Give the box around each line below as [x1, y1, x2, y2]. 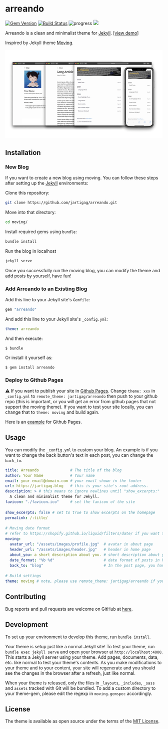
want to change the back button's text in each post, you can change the [5, 452, 153, 458]
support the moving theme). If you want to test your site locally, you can [5, 404, 153, 410]
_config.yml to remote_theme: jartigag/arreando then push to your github [5, 393, 157, 399]
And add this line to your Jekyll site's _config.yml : [5, 316, 108, 322]
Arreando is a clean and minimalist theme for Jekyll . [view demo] [5, 30, 139, 36]
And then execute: [5, 335, 43, 341]
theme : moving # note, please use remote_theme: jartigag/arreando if [5, 579, 155, 584]
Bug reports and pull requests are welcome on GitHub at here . [5, 606, 133, 612]
